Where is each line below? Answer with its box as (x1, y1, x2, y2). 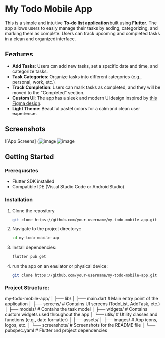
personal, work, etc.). (12, 79, 56, 85)
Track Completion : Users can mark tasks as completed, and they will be (12, 84, 161, 90)
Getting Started (5, 152, 54, 161)
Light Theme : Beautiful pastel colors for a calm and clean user (12, 105, 140, 111)
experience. (12, 111, 37, 116)
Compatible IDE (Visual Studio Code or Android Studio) (12, 184, 125, 190)
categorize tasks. (12, 68, 48, 74)
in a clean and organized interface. (5, 36, 76, 42)
